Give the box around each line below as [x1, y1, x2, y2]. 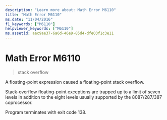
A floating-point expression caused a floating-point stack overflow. [5, 79, 145, 85]
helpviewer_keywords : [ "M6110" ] [5, 26, 73, 31]
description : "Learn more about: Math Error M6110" [5, 7, 116, 13]
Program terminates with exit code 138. [5, 109, 87, 115]
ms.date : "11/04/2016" [5, 17, 53, 22]
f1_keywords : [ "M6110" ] [5, 21, 55, 27]
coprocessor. [5, 99, 33, 105]
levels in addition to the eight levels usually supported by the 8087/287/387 [5, 94, 162, 100]
